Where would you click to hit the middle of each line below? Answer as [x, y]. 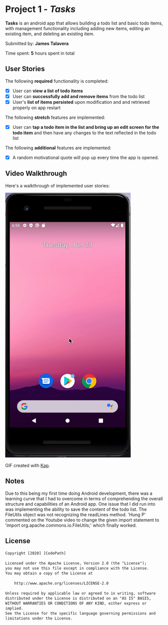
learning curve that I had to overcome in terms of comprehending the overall [84, 498]
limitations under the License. [39, 618]
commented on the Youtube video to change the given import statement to [82, 520]
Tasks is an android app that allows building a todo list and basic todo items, [84, 23]
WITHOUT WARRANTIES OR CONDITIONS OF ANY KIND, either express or [76, 603]
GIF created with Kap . [28, 465]
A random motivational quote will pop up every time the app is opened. [86, 157]
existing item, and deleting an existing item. [50, 34]
